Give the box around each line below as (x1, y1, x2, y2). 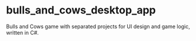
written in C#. (6, 29, 39, 36)
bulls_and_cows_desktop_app (6, 4, 156, 17)
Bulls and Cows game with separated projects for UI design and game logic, (6, 23, 190, 30)
